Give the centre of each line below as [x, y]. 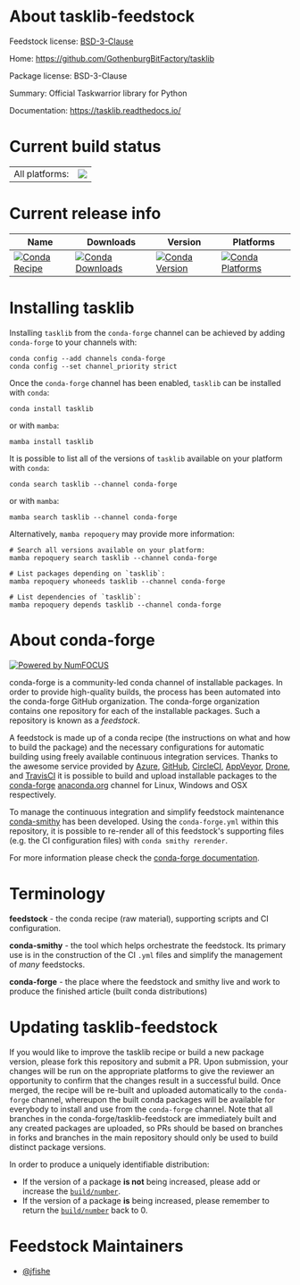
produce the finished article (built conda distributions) [108, 991]
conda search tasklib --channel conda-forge [93, 484]
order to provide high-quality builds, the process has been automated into [145, 692]
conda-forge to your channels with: [73, 342]
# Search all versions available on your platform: [107, 550]
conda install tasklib [51, 408]
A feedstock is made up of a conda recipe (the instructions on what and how [150, 737]
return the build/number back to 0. [85, 1210]
